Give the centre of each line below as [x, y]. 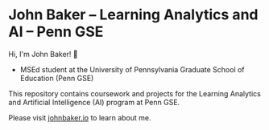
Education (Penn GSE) [57, 78]
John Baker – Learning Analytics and [133, 15]
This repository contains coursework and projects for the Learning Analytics [135, 93]
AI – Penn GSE [56, 32]
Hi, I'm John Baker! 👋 [43, 54]
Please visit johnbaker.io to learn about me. [80, 117]
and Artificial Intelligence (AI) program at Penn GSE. [94, 102]
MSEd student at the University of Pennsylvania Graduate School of [132, 69]
